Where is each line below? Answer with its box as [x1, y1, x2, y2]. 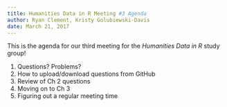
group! [7, 49, 26, 57]
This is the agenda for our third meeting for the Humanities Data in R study [7, 42, 220, 50]
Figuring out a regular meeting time [17, 92, 118, 100]
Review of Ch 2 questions [17, 77, 91, 86]
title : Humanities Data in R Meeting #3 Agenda [7, 10, 147, 17]
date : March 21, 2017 [7, 23, 70, 30]
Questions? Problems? [17, 63, 82, 71]
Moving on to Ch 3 [17, 84, 71, 93]
